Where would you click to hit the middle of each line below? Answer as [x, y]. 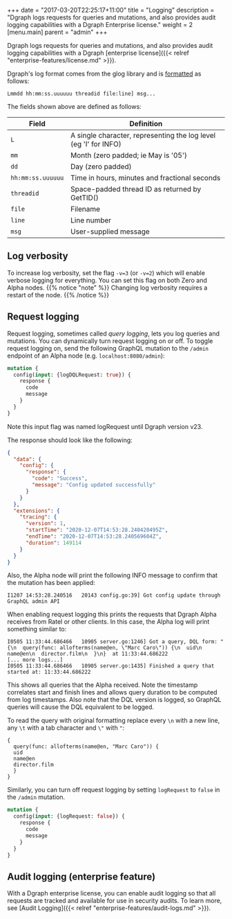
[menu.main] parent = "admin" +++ [57, 32]
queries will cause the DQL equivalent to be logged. [80, 707]
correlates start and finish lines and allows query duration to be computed [112, 692]
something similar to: [37, 629]
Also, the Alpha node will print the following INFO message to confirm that [113, 575]
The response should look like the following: [70, 440]
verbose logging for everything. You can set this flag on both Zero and [107, 280]
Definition [146, 124]
